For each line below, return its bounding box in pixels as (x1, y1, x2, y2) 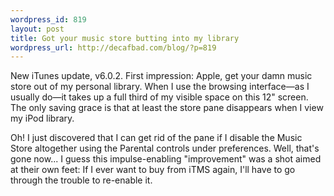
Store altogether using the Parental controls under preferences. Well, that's (10, 142, 320, 155)
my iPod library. (10, 112, 75, 125)
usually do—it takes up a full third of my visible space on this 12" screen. (10, 91, 309, 103)
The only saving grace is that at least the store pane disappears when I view (10, 102, 324, 114)
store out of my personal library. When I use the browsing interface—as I (10, 81, 310, 93)
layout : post (10, 24, 65, 34)
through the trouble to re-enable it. (10, 174, 153, 186)
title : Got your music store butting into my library (10, 33, 240, 43)
